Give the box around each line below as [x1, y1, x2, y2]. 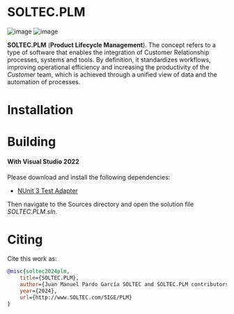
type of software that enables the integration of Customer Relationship [7, 48, 210, 56]
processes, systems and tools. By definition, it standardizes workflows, [7, 55, 211, 63]
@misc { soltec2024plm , [7, 268, 70, 275]
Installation [7, 102, 74, 118]
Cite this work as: [7, 255, 57, 263]
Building [7, 134, 56, 150]
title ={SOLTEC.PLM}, [19, 274, 79, 282]
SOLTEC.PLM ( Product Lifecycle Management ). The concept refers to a [7, 40, 216, 49]
